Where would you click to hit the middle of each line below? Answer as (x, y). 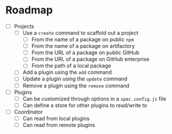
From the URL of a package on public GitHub (85, 52)
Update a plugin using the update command (75, 79)
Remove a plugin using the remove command (76, 86)
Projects (24, 26)
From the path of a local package (71, 66)
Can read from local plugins (56, 118)
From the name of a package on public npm (82, 40)
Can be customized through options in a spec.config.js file (94, 98)
